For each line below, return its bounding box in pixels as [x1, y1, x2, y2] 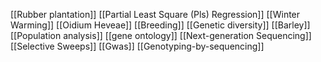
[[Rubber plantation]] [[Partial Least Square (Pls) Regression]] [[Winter [10, 9, 301, 20]
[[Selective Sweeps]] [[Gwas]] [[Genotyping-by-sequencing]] [10, 40, 265, 52]
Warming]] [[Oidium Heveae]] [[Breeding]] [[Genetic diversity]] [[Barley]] [10, 19, 311, 31]
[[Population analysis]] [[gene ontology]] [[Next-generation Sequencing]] [10, 30, 312, 41]
